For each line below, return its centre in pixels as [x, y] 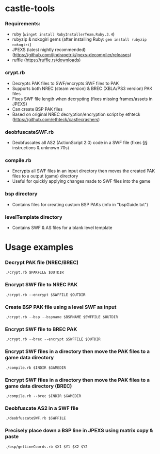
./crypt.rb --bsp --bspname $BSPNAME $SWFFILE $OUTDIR [62, 317]
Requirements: [23, 24]
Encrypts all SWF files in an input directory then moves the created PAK [83, 171]
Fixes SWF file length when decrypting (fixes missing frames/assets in [82, 99]
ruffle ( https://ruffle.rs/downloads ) [46, 60]
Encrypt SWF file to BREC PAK [41, 329]
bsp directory [21, 194]
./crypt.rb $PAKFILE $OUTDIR [34, 273]
